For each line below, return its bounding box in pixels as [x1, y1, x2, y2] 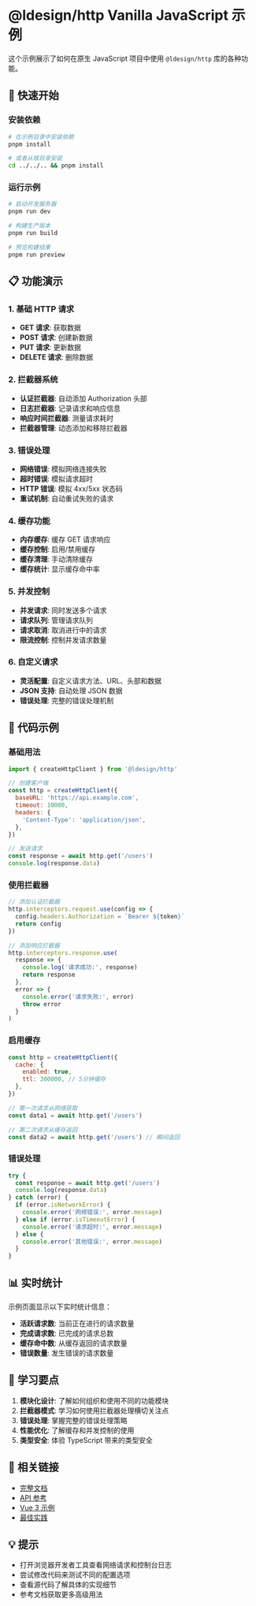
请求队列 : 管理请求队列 [19, 615, 93, 624]
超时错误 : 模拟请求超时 [19, 474, 93, 483]
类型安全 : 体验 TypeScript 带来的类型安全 [19, 1435, 154, 1444]
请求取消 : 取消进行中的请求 [19, 625, 107, 635]
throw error [22, 1000, 61, 1008]
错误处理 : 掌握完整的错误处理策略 [19, 1415, 128, 1425]
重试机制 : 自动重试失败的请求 [19, 494, 114, 503]
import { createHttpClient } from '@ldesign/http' [8, 765, 178, 773]
